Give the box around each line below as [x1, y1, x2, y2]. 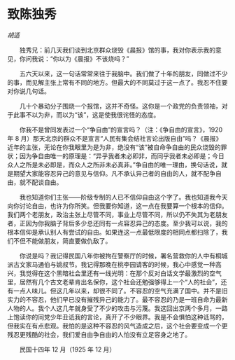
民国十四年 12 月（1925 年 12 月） [19, 345, 116, 354]
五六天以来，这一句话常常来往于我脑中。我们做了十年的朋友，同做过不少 [19, 69, 228, 78]
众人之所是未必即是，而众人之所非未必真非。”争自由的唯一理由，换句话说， [7, 160, 222, 169]
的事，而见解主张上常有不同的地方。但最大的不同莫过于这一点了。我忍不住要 [7, 78, 228, 86]
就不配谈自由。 [19, 178, 63, 186]
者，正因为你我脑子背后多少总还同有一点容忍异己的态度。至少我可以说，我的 [7, 219, 228, 228]
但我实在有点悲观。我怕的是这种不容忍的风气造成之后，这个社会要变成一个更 [7, 321, 228, 330]
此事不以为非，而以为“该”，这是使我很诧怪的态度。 [13, 110, 160, 119]
